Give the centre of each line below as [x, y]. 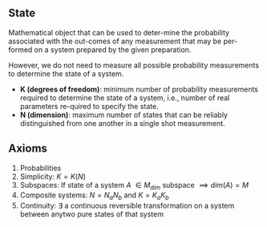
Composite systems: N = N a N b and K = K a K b [95, 196]
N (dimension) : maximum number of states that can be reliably [124, 115]
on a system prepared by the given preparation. [113, 49]
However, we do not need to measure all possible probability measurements [133, 65]
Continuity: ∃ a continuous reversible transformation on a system [127, 206]
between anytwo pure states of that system [92, 214]
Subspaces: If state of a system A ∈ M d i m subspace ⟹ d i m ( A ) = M [134, 186]
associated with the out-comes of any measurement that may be [115, 41]
